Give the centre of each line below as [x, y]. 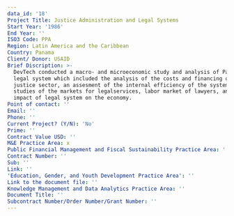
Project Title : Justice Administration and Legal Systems [93, 20]
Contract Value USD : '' [42, 137]
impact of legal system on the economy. [73, 98]
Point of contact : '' [39, 105]
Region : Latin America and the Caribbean [68, 46]
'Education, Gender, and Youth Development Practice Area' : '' [101, 176]
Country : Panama [31, 53]
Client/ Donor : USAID [39, 59]
